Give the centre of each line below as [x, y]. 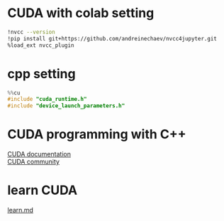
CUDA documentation [39, 154]
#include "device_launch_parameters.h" [66, 106]
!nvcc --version [31, 32]
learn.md [21, 210]
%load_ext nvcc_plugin [41, 45]
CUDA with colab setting [81, 13]
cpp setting [41, 74]
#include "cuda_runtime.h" [47, 99]
